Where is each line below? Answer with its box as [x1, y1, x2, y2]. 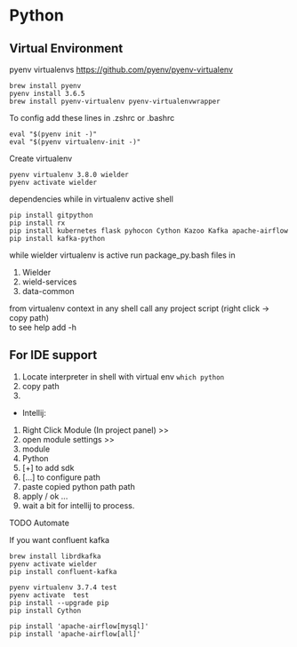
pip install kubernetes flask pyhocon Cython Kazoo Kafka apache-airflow [9, 227, 289, 236]
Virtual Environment [9, 41, 124, 56]
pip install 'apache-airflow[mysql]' [9, 621, 149, 631]
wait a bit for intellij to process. [21, 499, 135, 511]
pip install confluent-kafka [9, 567, 117, 576]
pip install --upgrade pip [9, 598, 109, 607]
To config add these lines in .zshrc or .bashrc [9, 113, 175, 123]
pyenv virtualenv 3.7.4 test [9, 583, 117, 592]
